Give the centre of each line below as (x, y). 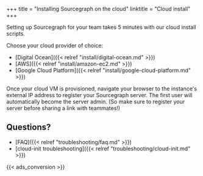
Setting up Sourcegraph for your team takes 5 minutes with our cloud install (101, 27)
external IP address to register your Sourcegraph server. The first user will (99, 95)
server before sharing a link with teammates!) (63, 108)
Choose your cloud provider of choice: (55, 46)
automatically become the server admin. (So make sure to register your (96, 101)
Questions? (29, 127)
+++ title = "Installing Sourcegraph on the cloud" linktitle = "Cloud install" (98, 9)
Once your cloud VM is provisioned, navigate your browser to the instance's (101, 89)
